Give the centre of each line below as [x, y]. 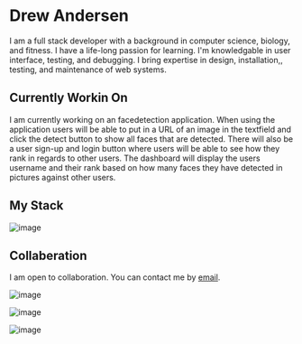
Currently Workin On [69, 98]
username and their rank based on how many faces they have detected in [146, 167]
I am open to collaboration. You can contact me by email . [115, 277]
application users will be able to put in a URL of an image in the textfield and [150, 129]
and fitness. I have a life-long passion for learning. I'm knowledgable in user [150, 50]
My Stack [37, 205]
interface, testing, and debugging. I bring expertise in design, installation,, [146, 60]
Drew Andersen [69, 16]
